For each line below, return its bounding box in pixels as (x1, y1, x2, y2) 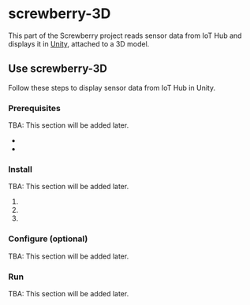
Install (8, 163, 33, 174)
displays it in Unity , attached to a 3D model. (8, 39, 150, 48)
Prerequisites (8, 102, 61, 113)
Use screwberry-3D (8, 62, 108, 76)
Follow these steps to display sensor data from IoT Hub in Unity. (8, 83, 215, 92)
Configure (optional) (8, 233, 88, 244)
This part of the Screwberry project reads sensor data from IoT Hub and (8, 31, 242, 40)
